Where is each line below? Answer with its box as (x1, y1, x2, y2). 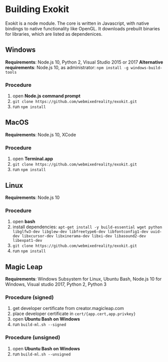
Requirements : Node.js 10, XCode (5, 131, 77, 137)
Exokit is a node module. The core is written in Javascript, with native (5, 20, 149, 26)
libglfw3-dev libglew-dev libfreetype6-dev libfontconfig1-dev (12, 229, 149, 234)
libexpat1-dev (12, 238, 42, 243)
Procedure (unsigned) (5, 334, 61, 341)
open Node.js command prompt (12, 93, 81, 99)
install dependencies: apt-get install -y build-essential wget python (12, 224, 162, 230)
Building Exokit (5, 4, 70, 15)
